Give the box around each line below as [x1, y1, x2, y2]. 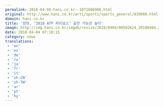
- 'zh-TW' [7, 80, 27, 85]
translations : [5, 39, 34, 44]
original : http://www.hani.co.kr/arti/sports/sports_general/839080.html [5, 12, 159, 17]
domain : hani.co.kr [5, 16, 45, 21]
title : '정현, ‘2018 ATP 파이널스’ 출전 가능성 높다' [5, 21, 103, 26]
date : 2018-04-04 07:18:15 [5, 30, 60, 35]
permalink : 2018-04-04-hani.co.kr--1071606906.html [5, 7, 112, 12]
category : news [5, 35, 36, 40]
